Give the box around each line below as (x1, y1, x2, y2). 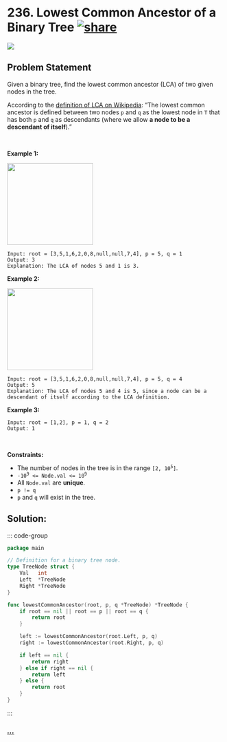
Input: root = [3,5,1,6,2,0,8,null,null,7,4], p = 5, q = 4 (7, 375, 183, 383)
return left (32, 671, 67, 678)
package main (7, 544, 45, 551)
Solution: (7, 513, 47, 524)
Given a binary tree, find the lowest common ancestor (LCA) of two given (7, 80, 214, 88)
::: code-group (7, 531, 48, 540)
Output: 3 (7, 256, 36, 263)
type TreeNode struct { (7, 563, 75, 571)
